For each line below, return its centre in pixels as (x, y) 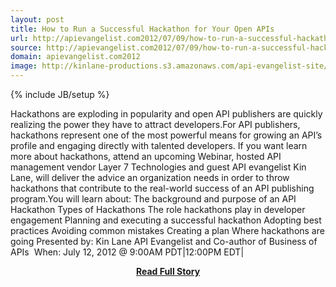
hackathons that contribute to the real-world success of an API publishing (162, 188)
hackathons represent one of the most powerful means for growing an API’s (166, 135)
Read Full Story (168, 271)
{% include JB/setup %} (60, 94)
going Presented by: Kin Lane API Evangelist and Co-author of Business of (164, 241)
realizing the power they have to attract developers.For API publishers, (155, 124)
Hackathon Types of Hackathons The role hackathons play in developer (158, 209)
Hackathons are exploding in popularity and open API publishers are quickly (166, 114)
